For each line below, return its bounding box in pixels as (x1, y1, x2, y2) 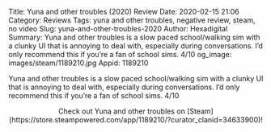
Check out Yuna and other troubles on (57, 106, 186, 116)
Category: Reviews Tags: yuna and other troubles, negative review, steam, (8, 15, 256, 25)
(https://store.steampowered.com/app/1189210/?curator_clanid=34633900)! (9, 115, 263, 124)
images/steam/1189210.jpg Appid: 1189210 (8, 58, 149, 68)
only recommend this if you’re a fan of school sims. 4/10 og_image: (8, 50, 232, 59)
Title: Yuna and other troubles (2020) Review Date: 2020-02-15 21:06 (8, 7, 240, 16)
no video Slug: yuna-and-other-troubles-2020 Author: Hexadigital (8, 24, 228, 33)
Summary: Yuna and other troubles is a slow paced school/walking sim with (8, 32, 260, 42)
